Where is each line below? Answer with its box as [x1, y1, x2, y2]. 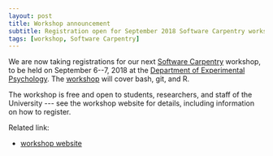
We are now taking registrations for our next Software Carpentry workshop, [8, 57, 262, 67]
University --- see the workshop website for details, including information [8, 98, 254, 108]
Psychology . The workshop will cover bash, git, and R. [8, 74, 190, 84]
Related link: [8, 123, 50, 132]
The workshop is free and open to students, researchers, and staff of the [8, 90, 253, 100]
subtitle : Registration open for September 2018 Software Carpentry [8, 27, 245, 35]
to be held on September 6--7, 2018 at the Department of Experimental [8, 66, 245, 76]
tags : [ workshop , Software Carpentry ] [8, 34, 140, 43]
